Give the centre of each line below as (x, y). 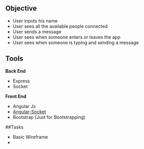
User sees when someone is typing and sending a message (76, 42)
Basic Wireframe (30, 137)
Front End (16, 96)
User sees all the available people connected (60, 26)
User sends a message (37, 31)
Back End (16, 71)
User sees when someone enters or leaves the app (66, 37)
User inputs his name (35, 20)
